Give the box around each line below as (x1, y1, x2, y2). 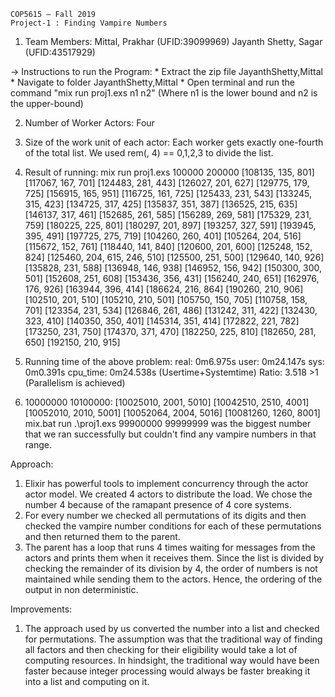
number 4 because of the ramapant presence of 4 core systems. (24, 499, 292, 510)
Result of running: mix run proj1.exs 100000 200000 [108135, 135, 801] (24, 166, 315, 178)
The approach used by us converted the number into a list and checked (24, 623, 320, 634)
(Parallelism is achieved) (24, 377, 126, 389)
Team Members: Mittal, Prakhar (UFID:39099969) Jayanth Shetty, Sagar (24, 36, 323, 47)
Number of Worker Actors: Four (24, 117, 155, 129)
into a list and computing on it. (24, 676, 150, 687)
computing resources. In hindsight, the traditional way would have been (24, 655, 320, 666)
